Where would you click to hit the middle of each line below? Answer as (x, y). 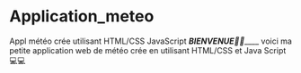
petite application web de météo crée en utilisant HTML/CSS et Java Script (148, 50)
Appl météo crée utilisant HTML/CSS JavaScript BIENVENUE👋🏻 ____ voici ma (150, 41)
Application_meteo (82, 16)
